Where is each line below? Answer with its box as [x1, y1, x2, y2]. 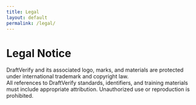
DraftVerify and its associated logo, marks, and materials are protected [6, 66, 184, 73]
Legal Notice [6, 46, 72, 60]
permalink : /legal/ [6, 20, 56, 26]
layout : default [6, 15, 47, 21]
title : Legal [6, 8, 40, 15]
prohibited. [6, 92, 33, 100]
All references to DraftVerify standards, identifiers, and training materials [6, 80, 189, 87]
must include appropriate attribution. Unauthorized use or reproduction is [6, 86, 190, 93]
